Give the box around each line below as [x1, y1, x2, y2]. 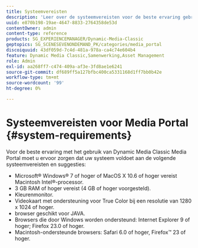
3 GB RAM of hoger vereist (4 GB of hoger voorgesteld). [14, 184, 151, 192]
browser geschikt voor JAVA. [14, 210, 85, 217]
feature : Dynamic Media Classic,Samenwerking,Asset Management [6, 53, 165, 58]
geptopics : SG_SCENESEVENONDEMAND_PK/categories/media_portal [6, 42, 162, 48]
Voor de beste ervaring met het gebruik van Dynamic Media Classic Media [6, 148, 187, 155]
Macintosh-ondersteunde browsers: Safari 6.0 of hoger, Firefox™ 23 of [14, 229, 186, 236]
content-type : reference [6, 31, 67, 37]
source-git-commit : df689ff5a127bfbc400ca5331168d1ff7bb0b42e [6, 69, 162, 75]
